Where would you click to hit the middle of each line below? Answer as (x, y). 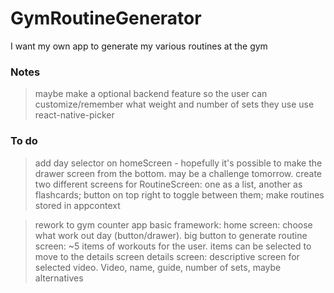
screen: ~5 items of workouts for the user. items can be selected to (173, 246)
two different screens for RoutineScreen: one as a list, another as (168, 184)
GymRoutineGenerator (106, 18)
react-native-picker (74, 115)
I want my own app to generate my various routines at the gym (139, 46)
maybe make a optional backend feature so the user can (151, 94)
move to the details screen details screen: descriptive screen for (167, 256)
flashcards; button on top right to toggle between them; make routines (179, 194)
